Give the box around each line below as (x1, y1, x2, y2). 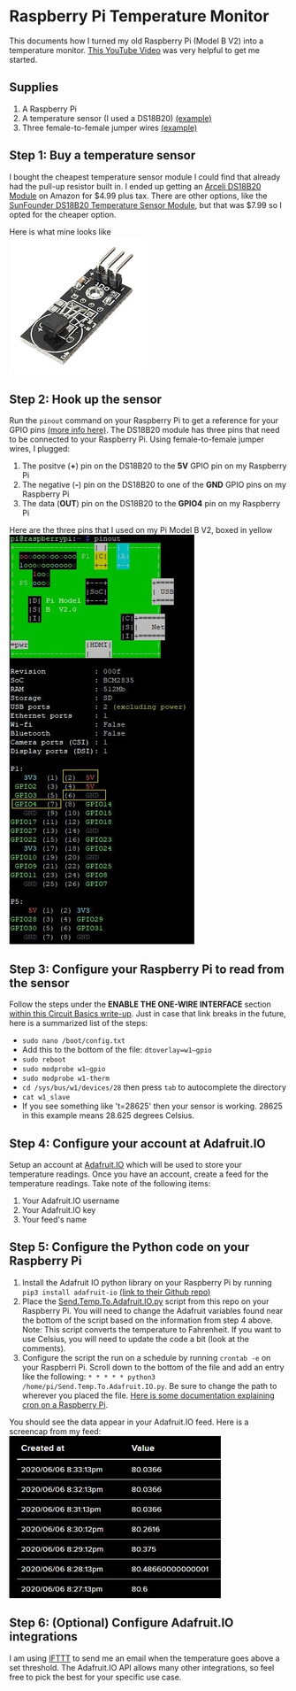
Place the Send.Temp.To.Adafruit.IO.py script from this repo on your (21, 1295, 269, 1307)
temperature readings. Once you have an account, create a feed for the (9, 1169, 269, 1179)
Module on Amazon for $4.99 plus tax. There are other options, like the (9, 190, 268, 201)
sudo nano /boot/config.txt (21, 1037, 125, 1046)
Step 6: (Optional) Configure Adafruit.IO (9, 1616, 234, 1631)
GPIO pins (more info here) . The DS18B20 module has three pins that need (9, 425, 280, 436)
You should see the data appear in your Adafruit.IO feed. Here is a (9, 1417, 249, 1427)
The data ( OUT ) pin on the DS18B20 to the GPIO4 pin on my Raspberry (21, 498, 281, 509)
